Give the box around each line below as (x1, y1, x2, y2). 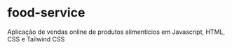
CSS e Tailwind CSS (7, 35, 65, 43)
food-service (7, 5, 86, 21)
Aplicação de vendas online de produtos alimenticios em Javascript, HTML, (7, 28, 226, 36)
